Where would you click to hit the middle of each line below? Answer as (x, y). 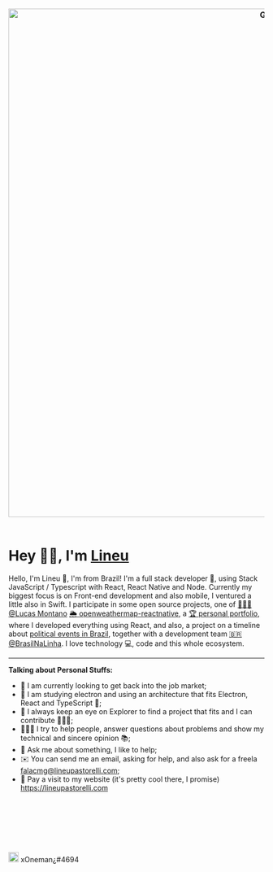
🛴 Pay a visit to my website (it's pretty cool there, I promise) (120, 779)
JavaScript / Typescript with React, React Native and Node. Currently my (130, 586)
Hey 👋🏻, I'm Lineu (69, 556)
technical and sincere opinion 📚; (76, 738)
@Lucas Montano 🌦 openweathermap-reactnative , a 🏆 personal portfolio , (134, 613)
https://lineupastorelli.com (64, 787)
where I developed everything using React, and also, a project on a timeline (134, 625)
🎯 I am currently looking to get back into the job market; (113, 685)
